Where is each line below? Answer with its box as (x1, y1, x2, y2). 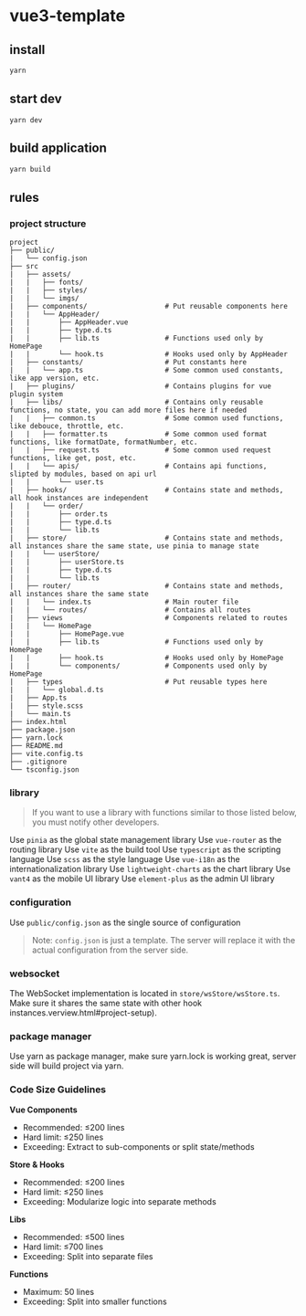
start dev (9, 91, 62, 107)
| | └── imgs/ (9, 294, 79, 303)
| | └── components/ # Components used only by (9, 661, 268, 671)
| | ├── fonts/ (9, 278, 84, 288)
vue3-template (9, 5, 126, 26)
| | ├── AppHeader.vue (9, 318, 129, 327)
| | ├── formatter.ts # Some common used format (9, 430, 268, 439)
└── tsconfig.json (9, 765, 79, 774)
